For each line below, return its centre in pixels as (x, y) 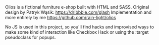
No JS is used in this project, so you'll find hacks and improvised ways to (80, 27)
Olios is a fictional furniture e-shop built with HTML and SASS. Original (77, 7)
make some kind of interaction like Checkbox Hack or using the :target (77, 32)
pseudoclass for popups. (30, 37)
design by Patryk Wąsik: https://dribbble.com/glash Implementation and (79, 12)
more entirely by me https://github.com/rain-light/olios (61, 17)
